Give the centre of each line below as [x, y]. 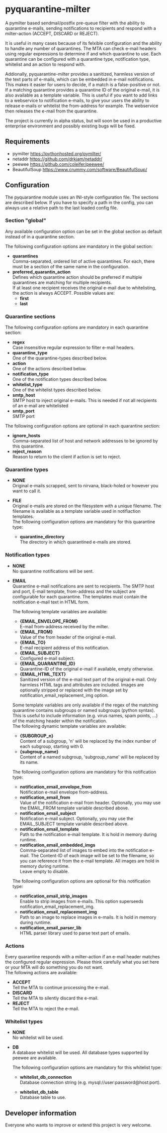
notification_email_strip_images [54, 896]
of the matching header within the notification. [60, 721]
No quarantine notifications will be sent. [53, 571]
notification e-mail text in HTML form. [51, 602]
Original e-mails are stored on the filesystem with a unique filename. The [87, 506]
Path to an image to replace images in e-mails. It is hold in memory [88, 917]
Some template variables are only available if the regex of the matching [85, 705]
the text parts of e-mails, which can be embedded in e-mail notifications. [80, 79]
